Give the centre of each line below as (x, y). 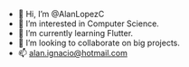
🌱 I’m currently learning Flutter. (76, 33)
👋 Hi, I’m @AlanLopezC (61, 14)
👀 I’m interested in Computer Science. (89, 24)
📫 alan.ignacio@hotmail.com (73, 53)
